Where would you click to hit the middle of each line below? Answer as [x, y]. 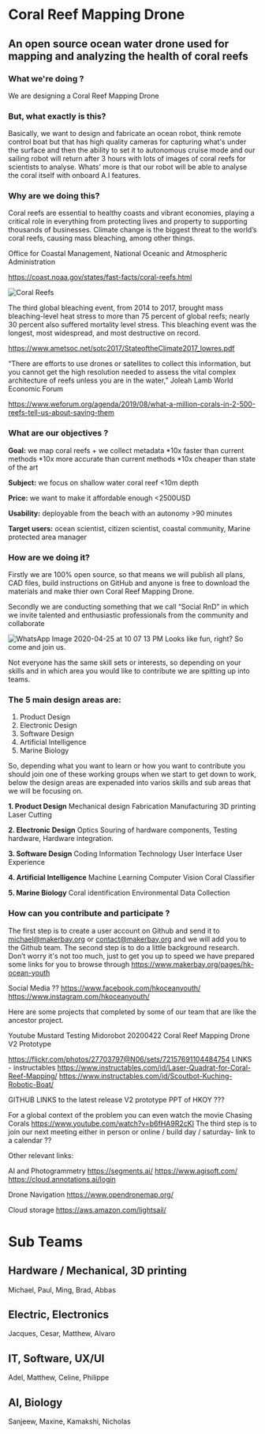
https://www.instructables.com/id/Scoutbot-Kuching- [146, 1076]
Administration [32, 262]
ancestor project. [36, 1020]
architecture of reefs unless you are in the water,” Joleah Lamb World [121, 380]
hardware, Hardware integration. [61, 839]
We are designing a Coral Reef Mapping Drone [84, 96]
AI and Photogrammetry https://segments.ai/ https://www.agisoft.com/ [123, 1171]
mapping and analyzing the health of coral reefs [128, 56]
